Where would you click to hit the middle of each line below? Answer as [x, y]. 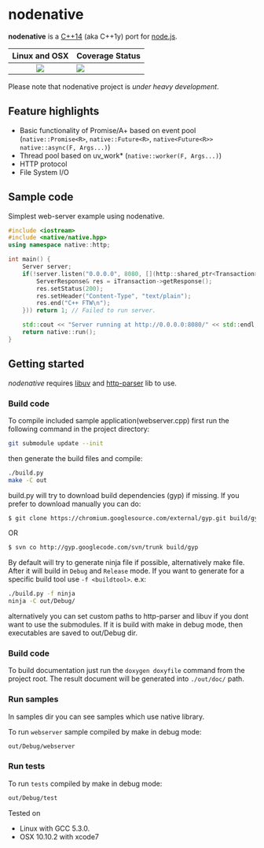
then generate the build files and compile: [75, 458]
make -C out [27, 480]
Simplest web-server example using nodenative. [86, 216]
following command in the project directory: [79, 429]
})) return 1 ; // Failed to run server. [89, 311]
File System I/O [44, 172]
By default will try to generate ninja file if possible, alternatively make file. [126, 563]
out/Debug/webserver [42, 746]
